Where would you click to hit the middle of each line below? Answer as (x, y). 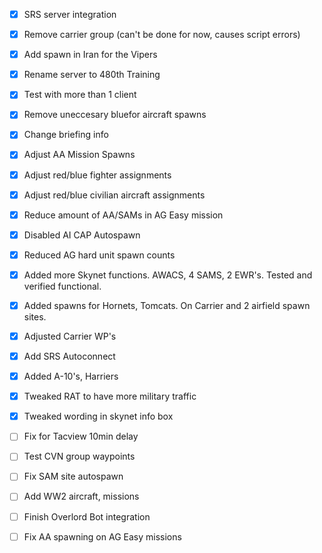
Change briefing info (66, 135)
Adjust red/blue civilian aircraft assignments (114, 195)
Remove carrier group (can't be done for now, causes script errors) (162, 35)
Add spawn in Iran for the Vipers (90, 55)
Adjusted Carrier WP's (70, 336)
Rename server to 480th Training (92, 75)
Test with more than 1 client (80, 95)
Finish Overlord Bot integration (87, 516)
